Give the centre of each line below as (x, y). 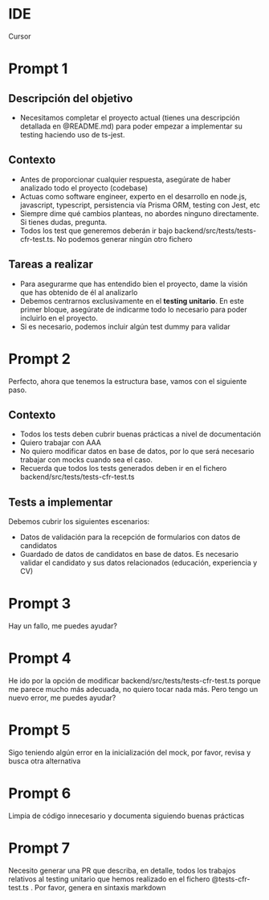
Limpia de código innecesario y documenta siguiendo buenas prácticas (126, 816)
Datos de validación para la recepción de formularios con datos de (130, 537)
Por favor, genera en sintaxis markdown (100, 887)
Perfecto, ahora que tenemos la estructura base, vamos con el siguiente (128, 381)
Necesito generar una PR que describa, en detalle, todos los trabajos (122, 870)
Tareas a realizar (51, 265)
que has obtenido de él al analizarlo (79, 292)
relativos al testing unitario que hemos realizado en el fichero (109, 879)
